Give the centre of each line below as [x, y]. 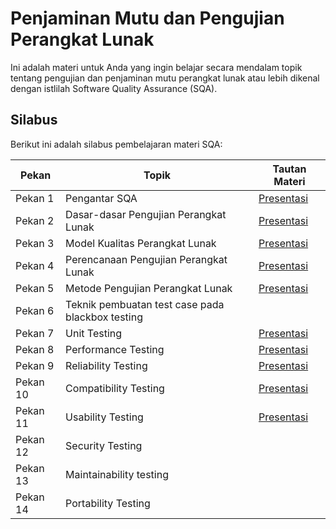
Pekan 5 [35, 288]
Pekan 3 [35, 243]
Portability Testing [108, 503]
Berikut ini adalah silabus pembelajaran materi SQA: [116, 144]
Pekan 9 [35, 365]
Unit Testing [94, 333]
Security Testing [104, 445]
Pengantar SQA [101, 198]
